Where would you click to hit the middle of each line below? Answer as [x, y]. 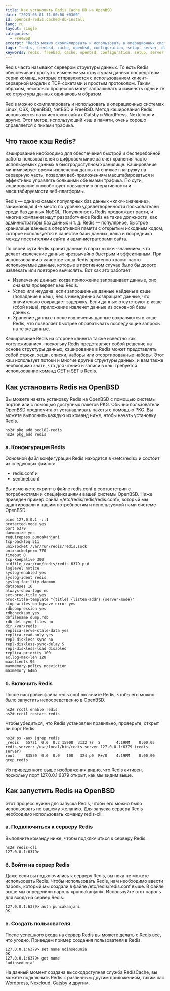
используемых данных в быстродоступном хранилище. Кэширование [81, 164]
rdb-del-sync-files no [29, 622]
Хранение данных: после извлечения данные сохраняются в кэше [84, 318]
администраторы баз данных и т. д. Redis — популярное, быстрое [77, 223]
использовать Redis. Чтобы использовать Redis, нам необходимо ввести [84, 881]
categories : [18, 34]
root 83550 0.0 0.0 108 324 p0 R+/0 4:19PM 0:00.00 [80, 756]
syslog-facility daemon [30, 582]
